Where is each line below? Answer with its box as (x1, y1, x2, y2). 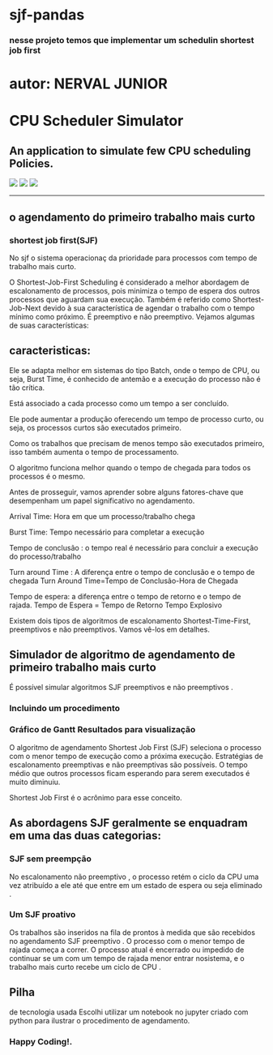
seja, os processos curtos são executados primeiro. (9, 422, 181, 432)
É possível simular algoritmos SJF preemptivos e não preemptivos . (9, 682, 233, 692)
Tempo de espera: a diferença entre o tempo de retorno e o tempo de (9, 591, 241, 601)
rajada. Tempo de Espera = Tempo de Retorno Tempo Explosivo (9, 600, 222, 610)
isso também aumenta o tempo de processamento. (9, 447, 179, 457)
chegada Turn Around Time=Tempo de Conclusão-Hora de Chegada (9, 576, 238, 585)
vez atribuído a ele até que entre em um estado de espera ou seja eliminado (9, 880, 262, 890)
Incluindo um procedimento (9, 702, 121, 714)
